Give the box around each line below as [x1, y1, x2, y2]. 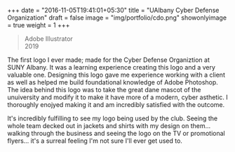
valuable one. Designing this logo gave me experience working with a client [7, 70, 226, 79]
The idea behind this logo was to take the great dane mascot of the [7, 86, 201, 94]
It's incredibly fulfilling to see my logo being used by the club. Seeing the [7, 114, 218, 122]
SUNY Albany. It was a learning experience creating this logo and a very [7, 63, 216, 71]
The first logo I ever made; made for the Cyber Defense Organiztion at [7, 56, 210, 64]
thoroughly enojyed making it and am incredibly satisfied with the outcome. [7, 101, 225, 108]
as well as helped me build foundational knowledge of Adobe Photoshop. [7, 78, 219, 87]
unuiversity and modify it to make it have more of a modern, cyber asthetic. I [7, 93, 228, 101]
